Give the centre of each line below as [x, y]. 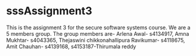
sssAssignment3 [49, 11]
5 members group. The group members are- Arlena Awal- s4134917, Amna [98, 33]
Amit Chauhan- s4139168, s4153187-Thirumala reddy [71, 46]
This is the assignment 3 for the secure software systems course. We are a [98, 27]
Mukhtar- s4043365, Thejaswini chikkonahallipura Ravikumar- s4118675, [96, 40]
